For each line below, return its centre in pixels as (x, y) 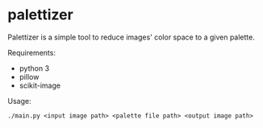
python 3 (34, 68)
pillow (29, 76)
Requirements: (31, 52)
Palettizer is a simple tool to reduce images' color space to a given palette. (131, 37)
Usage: (19, 101)
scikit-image (40, 85)
